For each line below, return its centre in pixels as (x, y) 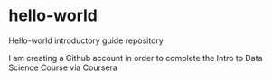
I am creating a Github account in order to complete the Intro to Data (136, 58)
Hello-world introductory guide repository (86, 40)
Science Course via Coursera (63, 67)
